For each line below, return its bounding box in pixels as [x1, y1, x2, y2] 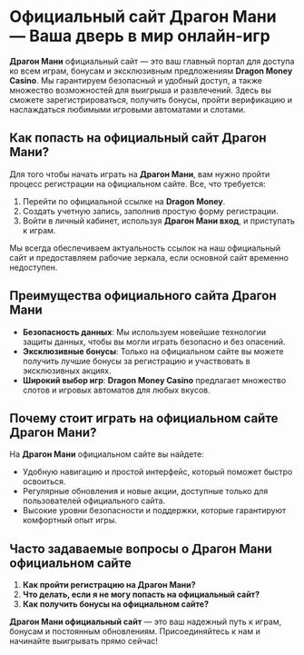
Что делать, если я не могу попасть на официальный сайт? [22, 589, 260, 600]
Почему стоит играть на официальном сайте [9, 411, 279, 426]
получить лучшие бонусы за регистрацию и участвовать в [22, 355, 251, 366]
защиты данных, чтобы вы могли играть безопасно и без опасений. [22, 336, 286, 347]
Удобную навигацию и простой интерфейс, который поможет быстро [22, 466, 293, 478]
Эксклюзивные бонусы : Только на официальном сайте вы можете [22, 345, 284, 356]
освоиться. [22, 476, 66, 487]
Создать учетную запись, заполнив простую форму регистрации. [22, 205, 279, 216]
